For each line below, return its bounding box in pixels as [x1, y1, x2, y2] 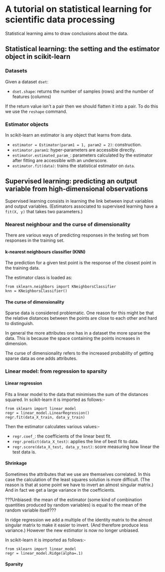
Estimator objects [5, 120, 49, 127]
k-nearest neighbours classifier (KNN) [5, 249, 86, 255]
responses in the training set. [5, 237, 64, 243]
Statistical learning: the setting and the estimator [5, 45, 160, 53]
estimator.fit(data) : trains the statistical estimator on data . [12, 163, 135, 169]
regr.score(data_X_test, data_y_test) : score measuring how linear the [12, 444, 160, 450]
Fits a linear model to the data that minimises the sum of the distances [5, 391, 149, 397]
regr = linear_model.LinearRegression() [5, 410, 90, 415]
